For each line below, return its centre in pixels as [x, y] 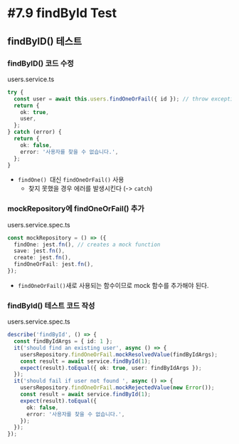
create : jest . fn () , [43, 258]
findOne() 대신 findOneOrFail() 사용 [71, 180]
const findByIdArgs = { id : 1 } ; [63, 341]
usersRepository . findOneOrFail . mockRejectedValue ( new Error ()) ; [117, 388]
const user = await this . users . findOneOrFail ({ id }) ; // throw [111, 99]
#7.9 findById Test [62, 13]
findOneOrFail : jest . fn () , [54, 264]
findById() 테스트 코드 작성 [51, 306]
